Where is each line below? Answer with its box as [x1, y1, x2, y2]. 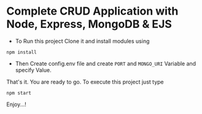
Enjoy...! [6, 101, 26, 108]
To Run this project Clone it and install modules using [15, 37, 150, 45]
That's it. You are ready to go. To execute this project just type [6, 78, 164, 85]
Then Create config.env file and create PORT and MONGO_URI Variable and [15, 60, 196, 67]
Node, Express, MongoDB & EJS [6, 17, 172, 31]
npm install [6, 49, 37, 55]
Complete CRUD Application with [6, 4, 179, 18]
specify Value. [15, 66, 52, 74]
